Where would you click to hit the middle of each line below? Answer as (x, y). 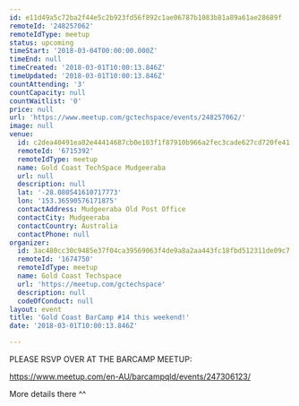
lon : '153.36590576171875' (68, 201)
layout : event (36, 309)
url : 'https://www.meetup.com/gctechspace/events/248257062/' (128, 117)
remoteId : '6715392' (56, 151)
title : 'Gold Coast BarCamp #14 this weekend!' (100, 318)
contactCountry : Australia (68, 226)
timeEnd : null (36, 59)
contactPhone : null (54, 234)
